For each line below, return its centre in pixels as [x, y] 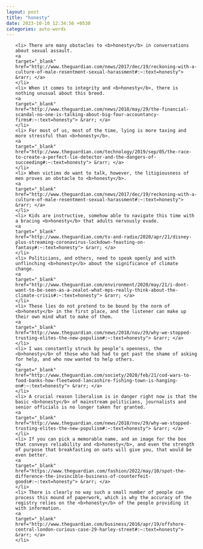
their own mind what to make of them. [64, 317]
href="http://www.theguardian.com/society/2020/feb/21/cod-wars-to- [103, 375]
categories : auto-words [36, 29]
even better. [32, 455]
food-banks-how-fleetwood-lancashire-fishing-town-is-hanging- [97, 381]
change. [25, 269]
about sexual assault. [44, 51]
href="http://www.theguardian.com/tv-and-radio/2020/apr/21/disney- [103, 237]
